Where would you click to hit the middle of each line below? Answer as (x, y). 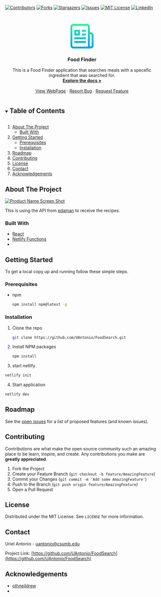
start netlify (24, 366)
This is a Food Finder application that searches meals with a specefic (82, 70)
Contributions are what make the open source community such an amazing (80, 448)
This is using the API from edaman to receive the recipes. (63, 210)
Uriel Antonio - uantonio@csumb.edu (42, 544)
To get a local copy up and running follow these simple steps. (67, 272)
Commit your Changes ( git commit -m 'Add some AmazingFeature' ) (80, 479)
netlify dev (17, 394)
